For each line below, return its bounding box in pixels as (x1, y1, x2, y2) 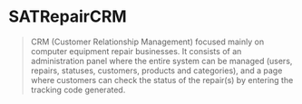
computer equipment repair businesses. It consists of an (30, 45, 242, 56)
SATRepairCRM (8, 6, 128, 27)
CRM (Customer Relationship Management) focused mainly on (30, 36, 265, 47)
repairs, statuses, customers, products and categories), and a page (30, 65, 283, 76)
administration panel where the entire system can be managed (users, (30, 55, 293, 66)
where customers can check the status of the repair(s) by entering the (30, 74, 294, 85)
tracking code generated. (30, 84, 126, 95)
